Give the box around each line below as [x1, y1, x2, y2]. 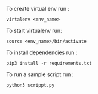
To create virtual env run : [6, 5, 70, 12]
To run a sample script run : [6, 71, 74, 78]
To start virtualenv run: [6, 27, 62, 34]
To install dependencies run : [6, 49, 78, 56]
